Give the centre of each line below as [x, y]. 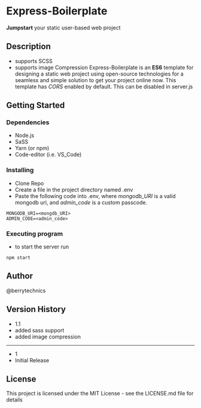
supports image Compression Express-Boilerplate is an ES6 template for [104, 67]
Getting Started [36, 105]
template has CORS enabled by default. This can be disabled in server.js [104, 86]
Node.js [25, 136]
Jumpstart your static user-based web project [63, 28]
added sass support [39, 330]
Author [19, 276]
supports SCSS [33, 61]
